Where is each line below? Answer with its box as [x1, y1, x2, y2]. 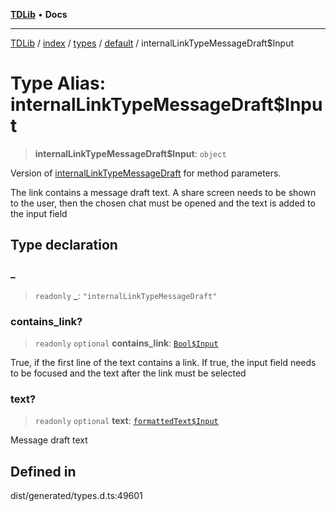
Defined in [10, 463, 77, 480]
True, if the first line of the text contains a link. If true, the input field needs [10, 356, 317, 368]
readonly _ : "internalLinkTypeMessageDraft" [34, 289, 218, 301]
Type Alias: [10, 72, 107, 95]
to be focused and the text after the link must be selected [10, 367, 247, 379]
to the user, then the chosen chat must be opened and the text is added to [10, 197, 316, 209]
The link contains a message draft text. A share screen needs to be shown [10, 186, 317, 198]
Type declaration [10, 237, 118, 254]
